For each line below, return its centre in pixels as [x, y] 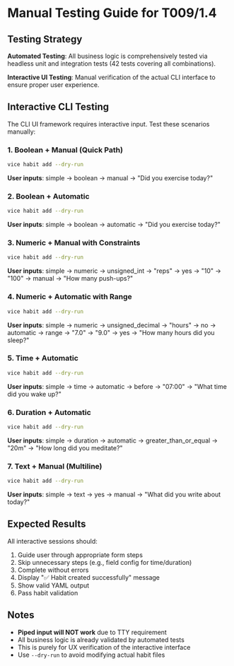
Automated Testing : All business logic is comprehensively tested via [107, 56]
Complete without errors [53, 570]
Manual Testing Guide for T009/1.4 [112, 13]
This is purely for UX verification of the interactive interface [104, 647]
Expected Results [47, 524]
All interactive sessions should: [52, 541]
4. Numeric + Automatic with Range [70, 297]
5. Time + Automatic [43, 358]
